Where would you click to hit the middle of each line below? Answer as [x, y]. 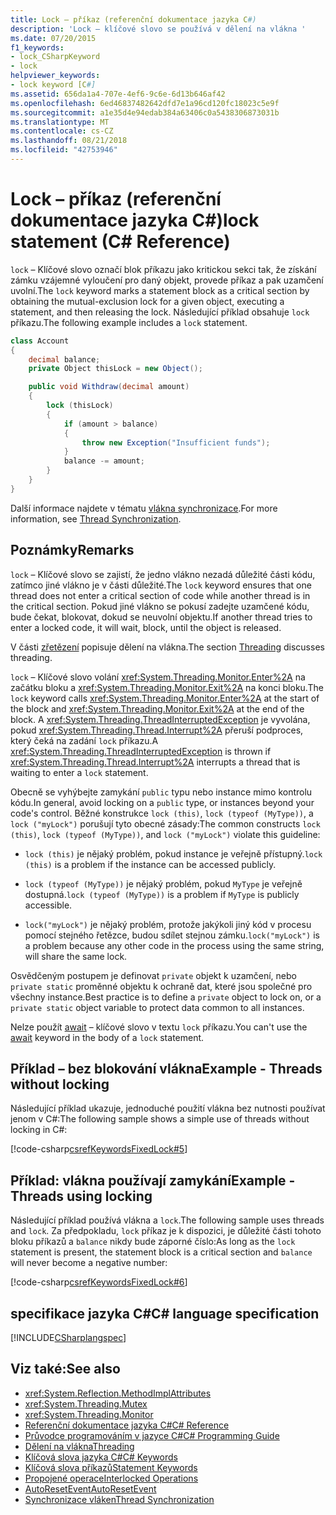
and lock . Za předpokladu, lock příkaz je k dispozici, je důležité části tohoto [166, 1231]
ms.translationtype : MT [60, 122]
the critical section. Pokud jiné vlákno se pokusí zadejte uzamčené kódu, [160, 606]
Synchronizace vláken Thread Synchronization [119, 1499]
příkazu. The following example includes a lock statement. [129, 322]
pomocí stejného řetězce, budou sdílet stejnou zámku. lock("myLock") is [172, 935]
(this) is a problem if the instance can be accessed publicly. [150, 864]
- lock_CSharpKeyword [55, 57]
